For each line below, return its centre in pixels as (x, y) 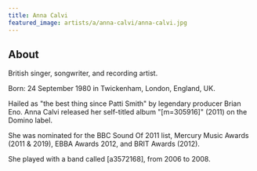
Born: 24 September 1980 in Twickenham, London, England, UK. (112, 89)
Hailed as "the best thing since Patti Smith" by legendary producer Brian (125, 104)
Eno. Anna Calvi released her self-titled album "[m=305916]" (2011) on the (128, 112)
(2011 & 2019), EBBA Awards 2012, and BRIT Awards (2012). (104, 144)
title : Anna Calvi (38, 15)
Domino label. (31, 120)
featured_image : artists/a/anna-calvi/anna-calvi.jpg (98, 23)
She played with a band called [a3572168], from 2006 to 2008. (109, 159)
